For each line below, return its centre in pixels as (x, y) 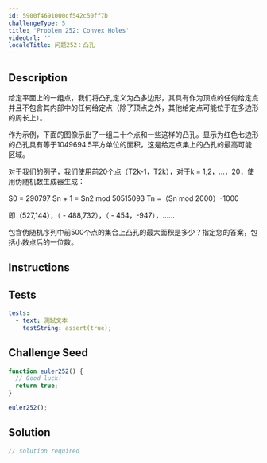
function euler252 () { (46, 371)
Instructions (39, 268)
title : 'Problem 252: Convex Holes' (69, 30)
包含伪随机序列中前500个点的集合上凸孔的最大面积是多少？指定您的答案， (130, 232)
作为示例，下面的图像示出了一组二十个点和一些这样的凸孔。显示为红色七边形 (133, 134)
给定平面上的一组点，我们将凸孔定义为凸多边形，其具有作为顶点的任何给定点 (133, 97)
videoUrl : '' (30, 38)
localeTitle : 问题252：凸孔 (52, 45)
